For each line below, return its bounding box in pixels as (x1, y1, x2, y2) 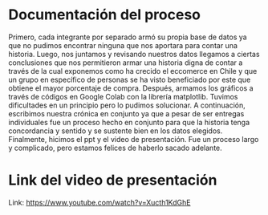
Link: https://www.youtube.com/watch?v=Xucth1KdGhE (8, 197, 191, 207)
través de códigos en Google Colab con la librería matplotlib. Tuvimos (8, 91, 238, 101)
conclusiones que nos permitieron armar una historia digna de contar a (8, 58, 243, 67)
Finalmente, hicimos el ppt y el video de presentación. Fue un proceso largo (8, 134, 259, 144)
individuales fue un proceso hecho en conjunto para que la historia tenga (8, 117, 250, 127)
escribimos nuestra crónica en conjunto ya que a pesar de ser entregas (8, 108, 245, 118)
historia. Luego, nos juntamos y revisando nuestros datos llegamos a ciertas (8, 49, 260, 59)
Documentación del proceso (8, 6, 201, 24)
